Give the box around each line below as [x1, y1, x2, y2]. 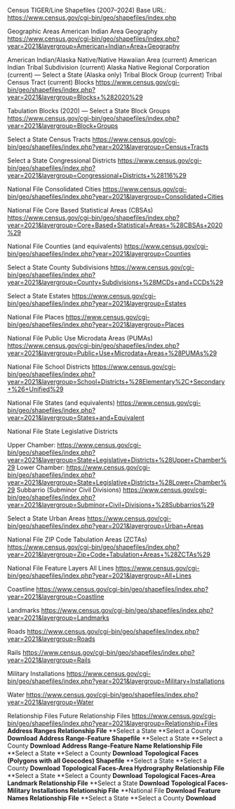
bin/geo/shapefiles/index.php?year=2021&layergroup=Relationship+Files [7, 719, 218, 727]
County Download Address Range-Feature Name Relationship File [7, 741, 203, 750]
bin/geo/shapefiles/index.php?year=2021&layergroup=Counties [7, 250, 192, 257]
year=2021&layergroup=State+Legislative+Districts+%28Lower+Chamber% [7, 478, 227, 486]
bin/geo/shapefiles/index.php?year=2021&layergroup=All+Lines [7, 571, 192, 580]
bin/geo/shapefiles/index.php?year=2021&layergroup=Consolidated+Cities [7, 193, 224, 200]
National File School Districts [7, 362, 90, 371]
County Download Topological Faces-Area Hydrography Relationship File [7, 764, 224, 772]
